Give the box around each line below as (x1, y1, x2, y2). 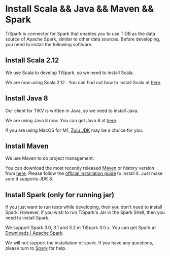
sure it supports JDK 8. (5, 176, 53, 182)
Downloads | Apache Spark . (5, 230, 64, 236)
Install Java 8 (5, 94, 48, 103)
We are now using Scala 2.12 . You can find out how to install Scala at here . (5, 79, 162, 85)
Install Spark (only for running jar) (5, 191, 115, 199)
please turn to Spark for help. (5, 245, 67, 251)
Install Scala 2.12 (5, 56, 59, 65)
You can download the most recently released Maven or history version (5, 165, 155, 171)
